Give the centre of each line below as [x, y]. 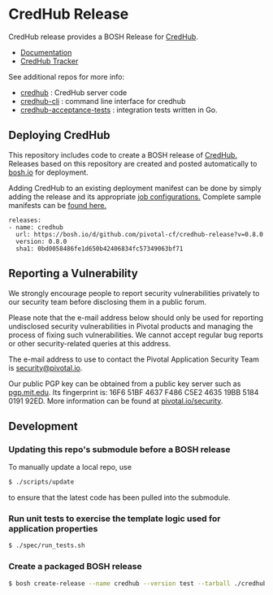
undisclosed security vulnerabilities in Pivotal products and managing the [131, 326]
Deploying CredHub [60, 135]
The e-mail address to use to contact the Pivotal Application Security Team [134, 359]
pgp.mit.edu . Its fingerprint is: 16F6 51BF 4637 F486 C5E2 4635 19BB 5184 [134, 392]
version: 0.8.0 [41, 241]
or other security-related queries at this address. [90, 343]
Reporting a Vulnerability [73, 274]
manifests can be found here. [58, 205]
